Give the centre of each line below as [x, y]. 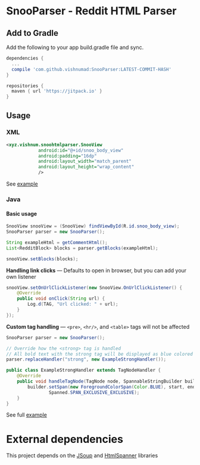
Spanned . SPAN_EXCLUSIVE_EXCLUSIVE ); [94, 392]
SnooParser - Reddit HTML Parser [91, 11]
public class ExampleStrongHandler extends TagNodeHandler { [84, 370]
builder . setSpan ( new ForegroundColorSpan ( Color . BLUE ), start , [106, 387]
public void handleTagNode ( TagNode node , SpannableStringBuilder [100, 381]
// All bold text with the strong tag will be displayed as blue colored [100, 354]
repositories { [25, 86]
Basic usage [22, 214]
